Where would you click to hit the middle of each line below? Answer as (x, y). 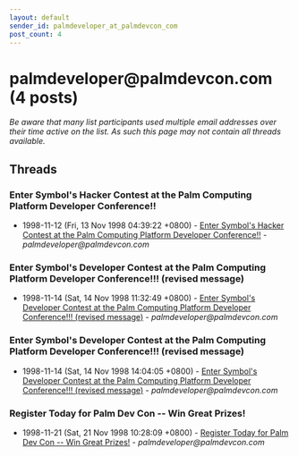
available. (28, 141)
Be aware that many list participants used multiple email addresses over (143, 122)
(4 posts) (44, 97)
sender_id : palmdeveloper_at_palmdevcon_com (94, 26)
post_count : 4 (36, 34)
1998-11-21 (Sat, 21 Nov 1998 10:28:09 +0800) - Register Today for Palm (155, 432)
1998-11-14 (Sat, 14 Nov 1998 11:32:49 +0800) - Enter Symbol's (139, 298)
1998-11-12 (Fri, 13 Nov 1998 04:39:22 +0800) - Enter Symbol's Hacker (153, 225)
